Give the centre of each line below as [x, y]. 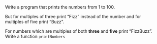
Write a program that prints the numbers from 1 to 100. [60, 7]
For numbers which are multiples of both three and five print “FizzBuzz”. [79, 31]
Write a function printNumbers [35, 36]
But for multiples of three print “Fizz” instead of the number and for [73, 16]
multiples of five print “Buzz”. [35, 22]
